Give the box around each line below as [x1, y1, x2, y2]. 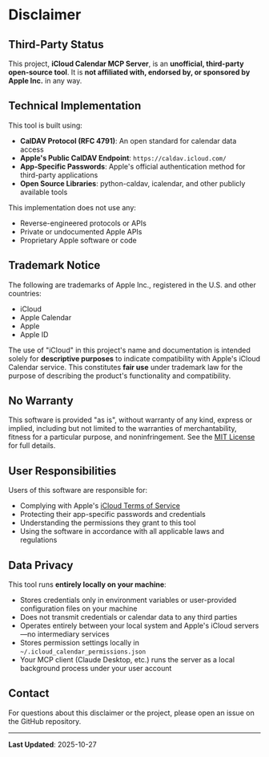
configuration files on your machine [19, 604, 138, 613]
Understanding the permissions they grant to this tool [19, 518, 196, 527]
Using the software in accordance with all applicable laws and [19, 527, 224, 536]
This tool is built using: [8, 120, 82, 130]
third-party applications [19, 170, 98, 180]
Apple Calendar [19, 312, 72, 322]
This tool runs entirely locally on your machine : [8, 580, 167, 589]
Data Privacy [8, 558, 74, 572]
